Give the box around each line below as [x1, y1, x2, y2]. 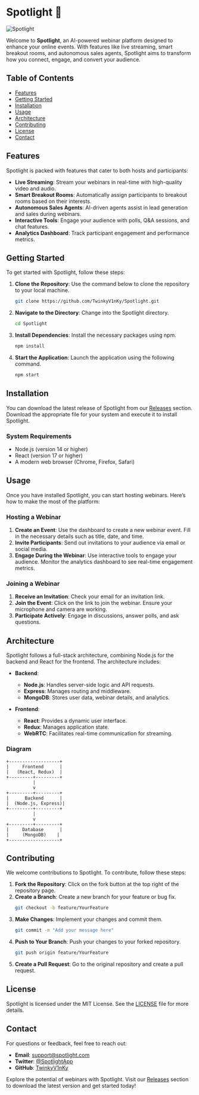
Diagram [6, 745, 32, 753]
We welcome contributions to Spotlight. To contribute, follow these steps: [6, 869, 186, 876]
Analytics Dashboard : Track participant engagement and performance [14, 229, 189, 236]
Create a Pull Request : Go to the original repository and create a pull [14, 960, 184, 968]
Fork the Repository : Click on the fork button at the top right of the [14, 881, 179, 888]
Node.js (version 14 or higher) [14, 445, 88, 452]
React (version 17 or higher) [14, 452, 83, 459]
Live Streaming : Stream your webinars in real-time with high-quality [14, 178, 182, 185]
